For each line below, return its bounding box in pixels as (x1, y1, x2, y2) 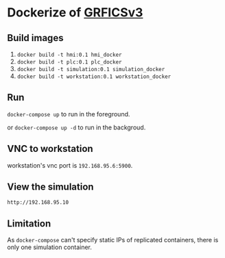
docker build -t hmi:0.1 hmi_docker (16, 51, 122, 58)
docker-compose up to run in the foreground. (7, 109, 130, 118)
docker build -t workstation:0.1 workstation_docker (16, 73, 171, 80)
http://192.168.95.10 (7, 199, 69, 206)
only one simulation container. (7, 243, 93, 251)
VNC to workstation (7, 143, 94, 155)
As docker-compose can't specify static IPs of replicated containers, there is (7, 236, 219, 244)
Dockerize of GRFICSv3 (7, 5, 143, 21)
